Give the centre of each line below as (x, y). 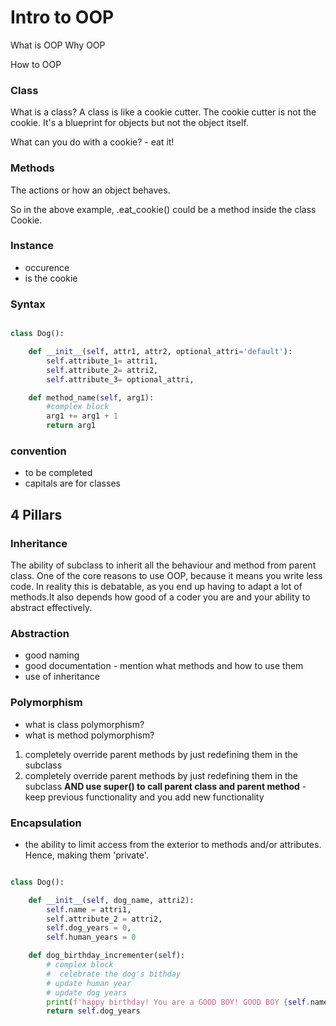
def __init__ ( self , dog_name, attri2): (111, 900)
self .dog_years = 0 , (89, 928)
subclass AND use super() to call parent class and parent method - (165, 786)
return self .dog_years (93, 1011)
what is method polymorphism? (89, 735)
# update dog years (87, 992)
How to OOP (36, 64)
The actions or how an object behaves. (90, 190)
